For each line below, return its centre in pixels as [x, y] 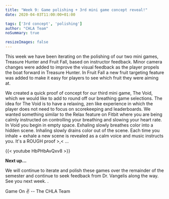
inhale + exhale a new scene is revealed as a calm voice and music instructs [84, 136]
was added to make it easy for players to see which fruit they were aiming [82, 78]
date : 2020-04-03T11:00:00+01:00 [40, 15]
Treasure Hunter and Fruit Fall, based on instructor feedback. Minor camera [84, 62]
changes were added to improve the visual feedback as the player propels [82, 67]
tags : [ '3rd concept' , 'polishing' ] [44, 24]
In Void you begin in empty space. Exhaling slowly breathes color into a [79, 125]
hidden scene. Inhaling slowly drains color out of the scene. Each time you [82, 130]
